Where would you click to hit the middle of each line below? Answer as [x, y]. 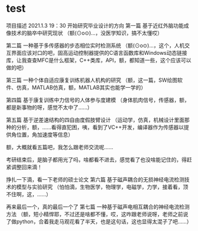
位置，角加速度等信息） [45, 134]
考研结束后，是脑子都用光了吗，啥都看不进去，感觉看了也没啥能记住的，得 [96, 159]
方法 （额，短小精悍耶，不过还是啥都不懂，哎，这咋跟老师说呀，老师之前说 [97, 214]
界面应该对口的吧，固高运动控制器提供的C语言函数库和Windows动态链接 [99, 52]
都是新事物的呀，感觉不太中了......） [49, 107]
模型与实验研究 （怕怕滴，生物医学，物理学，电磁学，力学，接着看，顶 [102, 187]
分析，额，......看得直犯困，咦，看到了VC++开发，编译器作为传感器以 [100, 127]
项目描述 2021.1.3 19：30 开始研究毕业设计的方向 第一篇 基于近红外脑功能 [95, 25]
